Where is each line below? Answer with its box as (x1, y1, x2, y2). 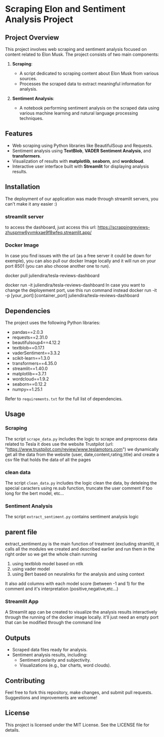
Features (5, 130, 33, 138)
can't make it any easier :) (5, 201, 57, 207)
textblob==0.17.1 (12, 345, 45, 351)
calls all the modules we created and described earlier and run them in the (5, 546, 155, 552)
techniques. (19, 115, 44, 121)
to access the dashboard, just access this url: (5, 224, 97, 230)
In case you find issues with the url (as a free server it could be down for (5, 253, 152, 259)
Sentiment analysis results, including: (12, 652, 88, 658)
